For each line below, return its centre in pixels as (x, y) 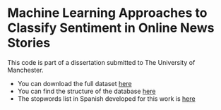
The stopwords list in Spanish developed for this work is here (106, 98)
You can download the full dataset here (74, 83)
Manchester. (25, 70)
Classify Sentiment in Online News (111, 28)
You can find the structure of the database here (86, 91)
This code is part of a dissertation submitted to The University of (101, 62)
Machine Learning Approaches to (107, 13)
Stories (29, 43)
